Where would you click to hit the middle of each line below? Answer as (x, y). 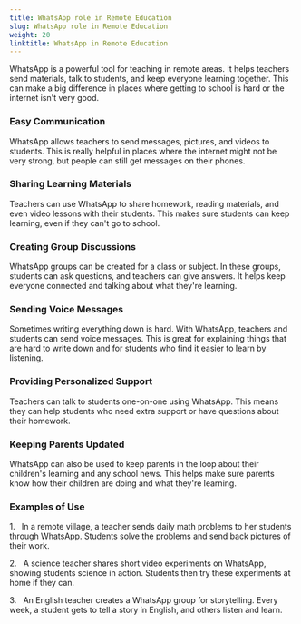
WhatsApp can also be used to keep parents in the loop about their (135, 464)
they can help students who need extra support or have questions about (144, 411)
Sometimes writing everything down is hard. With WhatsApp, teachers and (149, 329)
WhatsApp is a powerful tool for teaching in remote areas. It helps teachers (150, 69)
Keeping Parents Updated (67, 444)
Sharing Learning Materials (70, 184)
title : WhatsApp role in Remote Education (91, 18)
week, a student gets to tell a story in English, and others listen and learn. (146, 610)
